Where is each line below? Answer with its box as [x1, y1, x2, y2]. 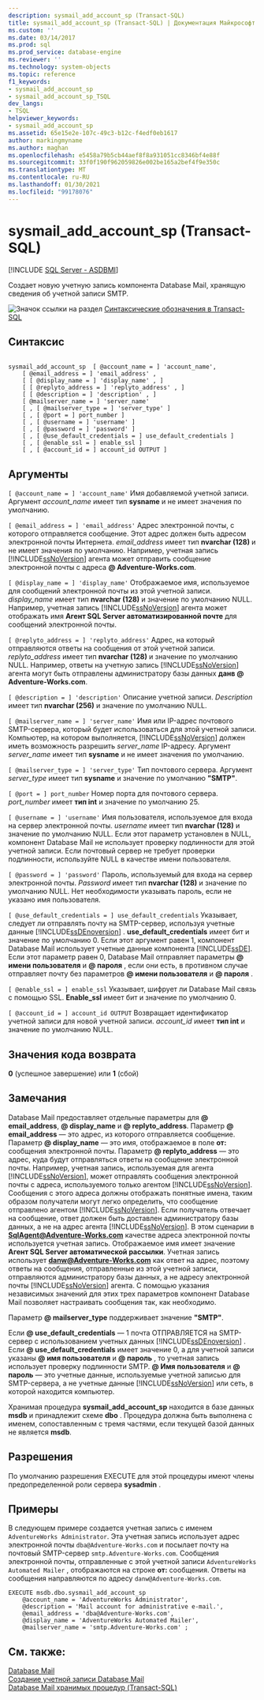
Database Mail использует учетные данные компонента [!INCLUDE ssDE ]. [8, 944, 253, 953]
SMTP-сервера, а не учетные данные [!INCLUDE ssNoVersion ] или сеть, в [8, 1378, 254, 1388]
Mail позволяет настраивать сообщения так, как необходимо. [8, 1297, 217, 1306]
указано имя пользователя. [8, 895, 101, 905]
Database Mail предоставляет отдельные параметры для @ [8, 1112, 209, 1122]
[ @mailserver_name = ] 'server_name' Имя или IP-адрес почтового [8, 716, 234, 726]
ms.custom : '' [8, 26, 55, 34]
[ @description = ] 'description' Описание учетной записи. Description [8, 692, 253, 702]
